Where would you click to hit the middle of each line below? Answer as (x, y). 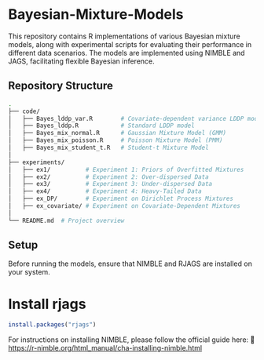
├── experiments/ (37, 162)
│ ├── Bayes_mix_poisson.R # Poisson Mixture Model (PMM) (115, 140)
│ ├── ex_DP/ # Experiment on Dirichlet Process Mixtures (121, 199)
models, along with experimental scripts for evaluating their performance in (130, 44)
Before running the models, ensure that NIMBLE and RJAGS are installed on (130, 264)
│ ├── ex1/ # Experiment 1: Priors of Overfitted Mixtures (126, 169)
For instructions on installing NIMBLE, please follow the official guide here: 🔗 (132, 340)
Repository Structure (61, 86)
